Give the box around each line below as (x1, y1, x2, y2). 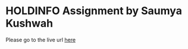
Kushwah (5, 17, 54, 30)
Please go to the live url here (5, 36, 76, 43)
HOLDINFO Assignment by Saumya (5, 4, 183, 18)
